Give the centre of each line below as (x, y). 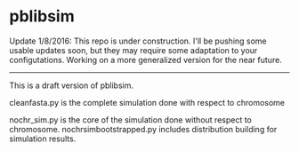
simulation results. (43, 139)
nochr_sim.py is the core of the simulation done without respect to (130, 119)
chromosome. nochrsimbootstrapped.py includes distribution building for (143, 129)
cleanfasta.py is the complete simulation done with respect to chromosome (147, 102)
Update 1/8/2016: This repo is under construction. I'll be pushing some (138, 41)
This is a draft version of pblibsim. (71, 85)
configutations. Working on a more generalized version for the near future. (145, 60)
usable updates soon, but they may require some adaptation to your (133, 50)
